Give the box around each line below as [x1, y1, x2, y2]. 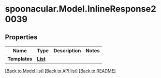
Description [53, 47, 81, 54]
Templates [7, 56, 32, 62]
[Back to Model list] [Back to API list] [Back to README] [5, 68, 116, 74]
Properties [5, 33, 38, 41]
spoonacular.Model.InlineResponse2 [5, 3, 156, 15]
